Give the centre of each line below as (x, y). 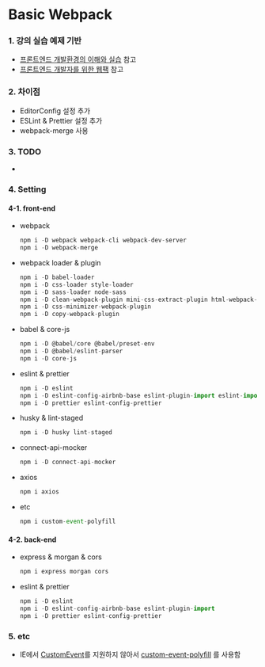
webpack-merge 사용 (54, 130)
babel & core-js (45, 330)
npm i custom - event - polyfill (68, 522)
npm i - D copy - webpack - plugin (70, 314)
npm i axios (39, 492)
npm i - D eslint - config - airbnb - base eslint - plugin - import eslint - (131, 395)
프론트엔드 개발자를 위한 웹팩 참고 (72, 70)
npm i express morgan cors (64, 572)
